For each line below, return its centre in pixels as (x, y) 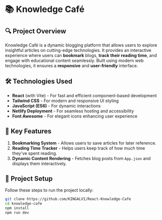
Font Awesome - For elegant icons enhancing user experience (75, 116)
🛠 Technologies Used (39, 81)
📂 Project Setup (29, 179)
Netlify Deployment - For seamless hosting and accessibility (73, 111)
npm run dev (17, 213)
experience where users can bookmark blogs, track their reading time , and (81, 55)
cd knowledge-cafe (24, 204)
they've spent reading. (34, 153)
